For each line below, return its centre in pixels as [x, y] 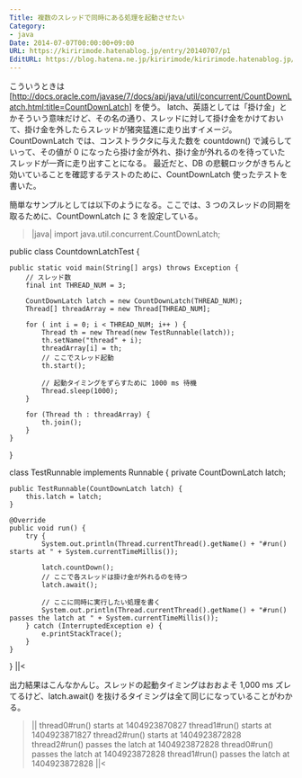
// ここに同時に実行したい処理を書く [102, 603]
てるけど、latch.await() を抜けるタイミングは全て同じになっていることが [143, 696]
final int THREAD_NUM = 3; [76, 285]
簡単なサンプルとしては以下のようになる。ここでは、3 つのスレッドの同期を [151, 205]
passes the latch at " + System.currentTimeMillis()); [114, 618]
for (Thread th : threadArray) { [88, 415]
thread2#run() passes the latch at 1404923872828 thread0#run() [152, 744]
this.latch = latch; [64, 496]
